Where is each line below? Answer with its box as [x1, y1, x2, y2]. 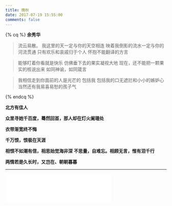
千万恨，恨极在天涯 [5, 137, 46, 143]
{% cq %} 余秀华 [5, 32, 41, 38]
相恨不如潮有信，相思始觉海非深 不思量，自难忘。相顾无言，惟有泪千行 [5, 148, 155, 154]
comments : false [5, 17, 40, 22]
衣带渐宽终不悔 [5, 126, 37, 132]
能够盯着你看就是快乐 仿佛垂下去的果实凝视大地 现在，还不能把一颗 [17, 60, 160, 66]
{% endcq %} [5, 94, 34, 100]
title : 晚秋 [5, 7, 29, 13]
